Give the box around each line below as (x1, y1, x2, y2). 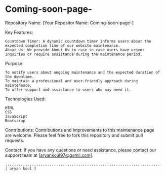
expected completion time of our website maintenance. (5, 43, 121, 48)
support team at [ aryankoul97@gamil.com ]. (5, 152, 94, 158)
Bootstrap (5, 118, 26, 123)
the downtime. (5, 74, 35, 79)
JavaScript (5, 114, 28, 119)
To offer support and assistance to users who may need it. (5, 87, 132, 92)
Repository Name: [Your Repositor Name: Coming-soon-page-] (5, 20, 134, 26)
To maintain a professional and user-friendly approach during (5, 78, 138, 83)
